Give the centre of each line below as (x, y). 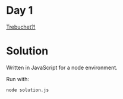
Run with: (18, 79)
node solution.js (28, 90)
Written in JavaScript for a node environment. (62, 67)
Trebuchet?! (21, 27)
